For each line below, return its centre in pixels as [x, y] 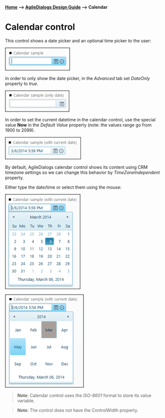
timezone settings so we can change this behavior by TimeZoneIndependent [82, 172]
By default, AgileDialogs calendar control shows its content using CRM [77, 167]
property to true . [22, 83]
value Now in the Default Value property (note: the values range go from [78, 125]
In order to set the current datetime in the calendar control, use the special [80, 119]
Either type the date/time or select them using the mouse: [63, 187]
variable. [26, 400]
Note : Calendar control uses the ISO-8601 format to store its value [84, 395]
